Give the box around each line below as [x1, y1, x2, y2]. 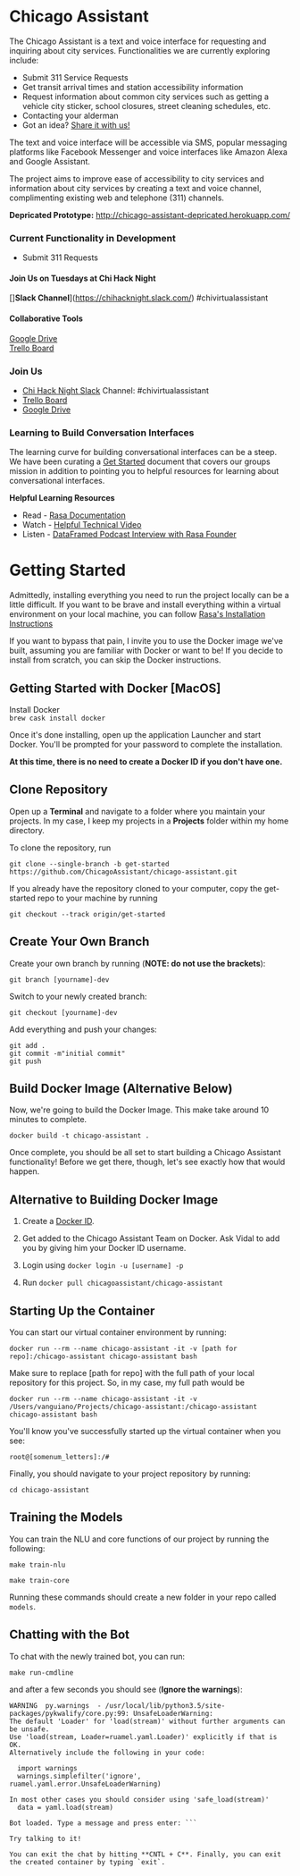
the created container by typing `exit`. [9, 1857, 166, 1866]
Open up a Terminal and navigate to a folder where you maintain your [9, 806, 266, 816]
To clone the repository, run [9, 842, 112, 853]
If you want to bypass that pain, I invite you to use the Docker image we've [9, 636, 284, 646]
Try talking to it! [9, 1834, 82, 1843]
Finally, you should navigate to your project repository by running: [9, 1468, 252, 1479]
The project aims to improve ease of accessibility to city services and [9, 173, 265, 184]
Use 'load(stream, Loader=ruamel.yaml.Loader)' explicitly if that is [9, 1732, 278, 1741]
